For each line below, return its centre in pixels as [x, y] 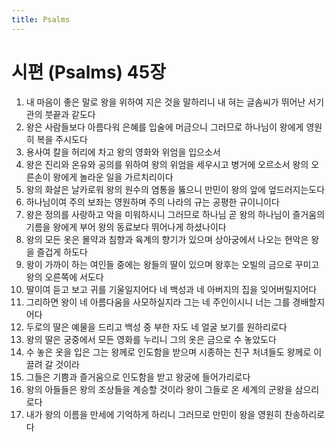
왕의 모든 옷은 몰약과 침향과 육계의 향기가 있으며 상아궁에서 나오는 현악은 [167, 239]
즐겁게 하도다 [62, 252]
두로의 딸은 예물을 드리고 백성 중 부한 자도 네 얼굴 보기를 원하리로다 [156, 327]
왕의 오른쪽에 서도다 [64, 277]
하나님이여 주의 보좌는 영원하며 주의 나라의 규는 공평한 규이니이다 [152, 202]
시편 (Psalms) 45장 [88, 72]
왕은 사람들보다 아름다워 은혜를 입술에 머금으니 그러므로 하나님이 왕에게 [164, 127]
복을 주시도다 [62, 139]
